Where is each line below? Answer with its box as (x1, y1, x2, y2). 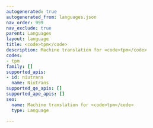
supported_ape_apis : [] (6, 91, 65, 97)
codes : (6, 52, 23, 58)
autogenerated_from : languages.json (6, 14, 97, 20)
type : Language (11, 107, 49, 113)
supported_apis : (6, 69, 46, 75)
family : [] (6, 63, 33, 70)
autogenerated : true (6, 8, 58, 15)
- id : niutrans (6, 74, 44, 80)
